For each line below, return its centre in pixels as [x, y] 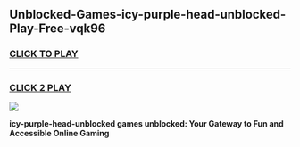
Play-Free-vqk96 [58, 29]
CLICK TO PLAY [44, 54]
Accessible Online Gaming [59, 133]
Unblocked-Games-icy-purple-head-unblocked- [148, 15]
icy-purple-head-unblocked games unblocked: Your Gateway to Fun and [146, 123]
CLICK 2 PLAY [40, 87]
